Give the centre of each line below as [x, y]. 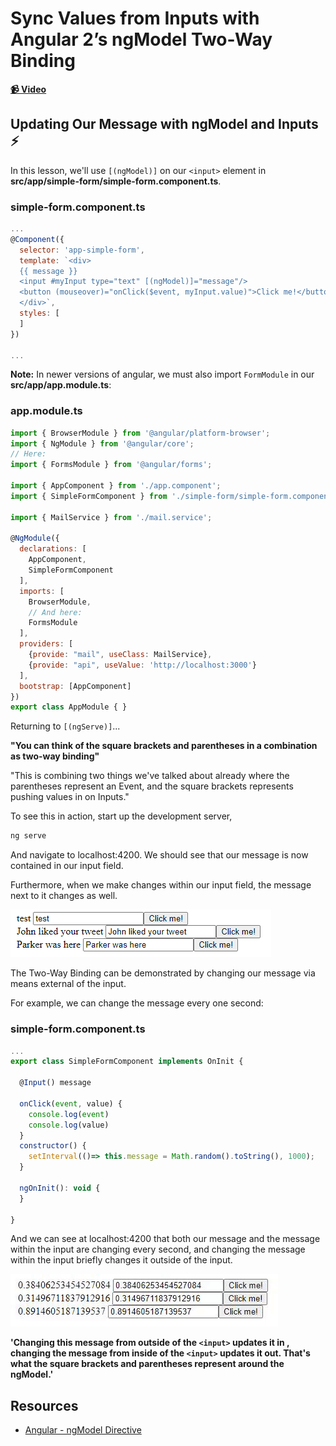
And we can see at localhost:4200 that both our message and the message [165, 1239]
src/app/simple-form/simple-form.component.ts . [116, 181]
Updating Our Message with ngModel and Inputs [164, 124]
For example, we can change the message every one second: [137, 1003]
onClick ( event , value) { [71, 1103]
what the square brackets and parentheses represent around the [147, 1364]
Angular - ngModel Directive [83, 1430]
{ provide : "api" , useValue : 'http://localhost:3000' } [142, 665]
